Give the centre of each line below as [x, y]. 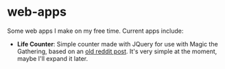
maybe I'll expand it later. [52, 58]
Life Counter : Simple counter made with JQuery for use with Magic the [117, 44]
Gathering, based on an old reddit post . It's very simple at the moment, [117, 51]
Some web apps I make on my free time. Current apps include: [95, 31]
